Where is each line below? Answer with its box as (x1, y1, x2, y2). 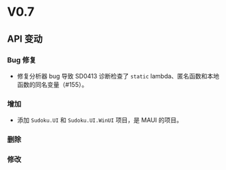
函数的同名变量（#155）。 (16, 80, 88, 89)
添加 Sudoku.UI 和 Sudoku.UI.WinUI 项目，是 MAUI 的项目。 (16, 116, 183, 124)
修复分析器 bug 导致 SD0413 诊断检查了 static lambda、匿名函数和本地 (16, 72, 220, 80)
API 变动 (7, 33, 43, 44)
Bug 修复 (7, 55, 36, 65)
